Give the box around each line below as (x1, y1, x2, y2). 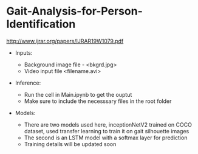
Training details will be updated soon (24, 140, 117, 147)
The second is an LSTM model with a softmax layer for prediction (24, 134, 188, 141)
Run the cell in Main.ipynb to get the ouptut (24, 91, 132, 98)
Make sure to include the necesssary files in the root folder (24, 97, 172, 105)
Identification (6, 17, 76, 31)
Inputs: (15, 49, 33, 56)
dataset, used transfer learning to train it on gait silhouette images (24, 127, 189, 135)
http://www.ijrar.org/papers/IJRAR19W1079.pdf (6, 37, 124, 44)
